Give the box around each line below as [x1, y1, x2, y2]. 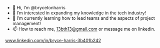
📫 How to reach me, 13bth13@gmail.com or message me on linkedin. [12, 26, 155, 32]
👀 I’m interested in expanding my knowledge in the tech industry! [12, 10, 146, 16]
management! [12, 20, 41, 26]
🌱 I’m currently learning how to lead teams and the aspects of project [12, 15, 155, 21]
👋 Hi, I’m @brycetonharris [12, 5, 66, 10]
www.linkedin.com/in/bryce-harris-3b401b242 [5, 38, 101, 43]
